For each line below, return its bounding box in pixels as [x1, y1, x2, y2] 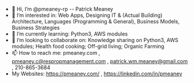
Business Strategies [11, 24, 60, 31]
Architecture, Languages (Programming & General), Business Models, [11, 18, 180, 25]
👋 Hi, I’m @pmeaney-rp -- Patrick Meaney [11, 6, 113, 12]
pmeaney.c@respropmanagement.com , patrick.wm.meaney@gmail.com [11, 58, 188, 64]
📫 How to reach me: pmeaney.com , [11, 50, 101, 56]
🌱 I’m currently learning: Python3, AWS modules [11, 30, 128, 37]
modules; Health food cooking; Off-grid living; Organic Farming [11, 43, 165, 50]
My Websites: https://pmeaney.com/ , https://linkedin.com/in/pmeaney [11, 70, 183, 77]
